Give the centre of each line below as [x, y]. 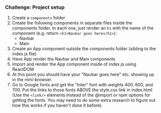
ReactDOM [23, 69]
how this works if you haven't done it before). [57, 105]
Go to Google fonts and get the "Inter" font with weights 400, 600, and [82, 85]
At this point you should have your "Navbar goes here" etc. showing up [83, 75]
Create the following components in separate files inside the [72, 23]
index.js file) [24, 54]
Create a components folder [39, 18]
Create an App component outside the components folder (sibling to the [84, 49]
